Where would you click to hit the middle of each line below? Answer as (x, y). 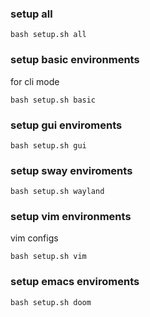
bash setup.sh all (48, 35)
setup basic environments (75, 60)
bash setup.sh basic (53, 100)
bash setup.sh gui (48, 145)
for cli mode (35, 81)
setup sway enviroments (71, 170)
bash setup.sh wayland (57, 192)
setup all (31, 14)
